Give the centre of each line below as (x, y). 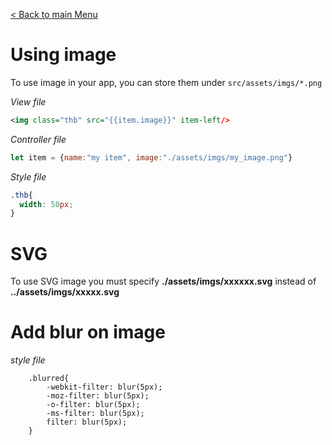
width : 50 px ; (46, 204)
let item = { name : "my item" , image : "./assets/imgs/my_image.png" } (151, 157)
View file (28, 101)
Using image (63, 55)
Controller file (38, 139)
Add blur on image (88, 332)
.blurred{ (49, 379)
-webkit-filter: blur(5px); (104, 387)
